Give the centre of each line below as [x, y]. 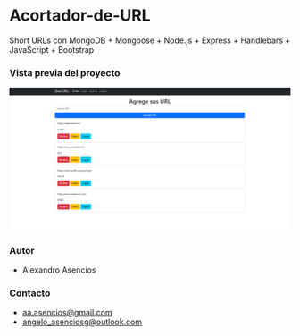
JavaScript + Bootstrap [52, 49]
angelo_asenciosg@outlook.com [82, 322]
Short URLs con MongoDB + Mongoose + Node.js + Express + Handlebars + [150, 40]
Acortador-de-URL [80, 16]
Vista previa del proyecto [65, 72]
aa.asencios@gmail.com [67, 313]
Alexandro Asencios [59, 270]
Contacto [30, 293]
